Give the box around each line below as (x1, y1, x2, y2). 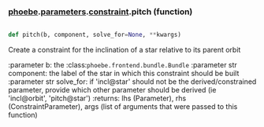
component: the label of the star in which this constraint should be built (8, 69, 240, 78)
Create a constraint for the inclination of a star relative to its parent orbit (8, 45, 241, 55)
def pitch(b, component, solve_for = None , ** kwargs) (8, 31, 181, 39)
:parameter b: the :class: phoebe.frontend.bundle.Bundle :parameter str (8, 60, 238, 70)
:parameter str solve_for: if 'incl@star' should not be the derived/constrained (8, 77, 257, 86)
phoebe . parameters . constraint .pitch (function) (8, 6, 193, 17)
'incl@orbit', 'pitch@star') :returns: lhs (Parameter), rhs (8, 93, 187, 103)
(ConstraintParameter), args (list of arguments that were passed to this (8, 102, 238, 111)
